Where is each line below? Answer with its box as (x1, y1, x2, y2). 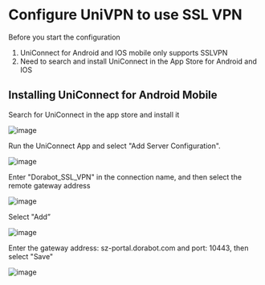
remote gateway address (8, 180, 91, 190)
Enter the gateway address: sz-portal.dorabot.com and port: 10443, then (8, 243, 249, 253)
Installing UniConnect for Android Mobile (8, 89, 218, 102)
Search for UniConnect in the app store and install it (8, 109, 180, 119)
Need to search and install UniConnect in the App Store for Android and (19, 56, 257, 66)
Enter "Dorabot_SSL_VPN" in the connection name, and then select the (8, 171, 243, 182)
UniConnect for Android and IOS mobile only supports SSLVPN (19, 47, 228, 57)
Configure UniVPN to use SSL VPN (8, 6, 243, 24)
